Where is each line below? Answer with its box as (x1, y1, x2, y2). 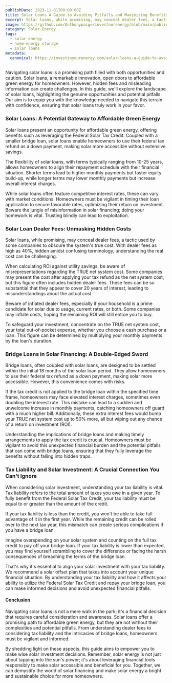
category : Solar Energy (5, 27, 56, 32)
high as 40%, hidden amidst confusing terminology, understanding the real (5, 247, 164, 254)
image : (5, 22, 19, 27)
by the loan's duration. (5, 337, 53, 344)
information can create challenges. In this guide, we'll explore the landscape (5, 86, 166, 92)
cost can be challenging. (5, 253, 57, 259)
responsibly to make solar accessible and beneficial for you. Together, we (5, 662, 161, 668)
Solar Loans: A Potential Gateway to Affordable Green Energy (5, 115, 161, 122)
